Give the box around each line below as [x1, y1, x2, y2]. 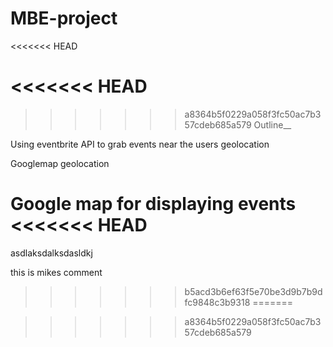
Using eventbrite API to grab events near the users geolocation [10, 138, 270, 150]
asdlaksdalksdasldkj [10, 247, 93, 259]
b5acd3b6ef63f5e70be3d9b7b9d [184, 285, 323, 297]
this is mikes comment [10, 266, 103, 278]
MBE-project [10, 7, 118, 30]
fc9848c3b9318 [184, 296, 251, 308]
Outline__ [253, 118, 292, 131]
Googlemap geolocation [10, 157, 110, 169]
